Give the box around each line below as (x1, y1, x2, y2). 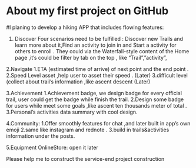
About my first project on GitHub (6, 4, 169, 18)
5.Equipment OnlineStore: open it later (6, 144, 98, 151)
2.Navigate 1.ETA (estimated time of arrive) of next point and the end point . (6, 65, 189, 72)
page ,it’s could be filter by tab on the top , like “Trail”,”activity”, (14, 54, 167, 61)
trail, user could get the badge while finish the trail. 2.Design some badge (6, 96, 184, 103)
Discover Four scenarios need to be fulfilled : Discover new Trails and (14, 35, 184, 42)
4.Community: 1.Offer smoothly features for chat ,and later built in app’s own (6, 119, 191, 127)
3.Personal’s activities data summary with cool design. (6, 108, 138, 115)
